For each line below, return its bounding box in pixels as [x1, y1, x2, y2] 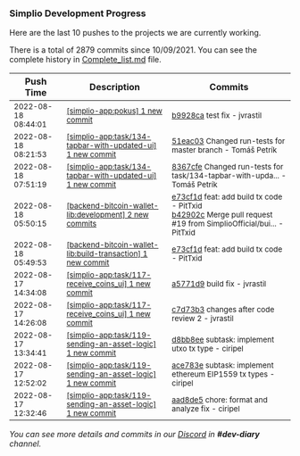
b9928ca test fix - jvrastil [171, 111, 262, 120]
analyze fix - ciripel [171, 404, 240, 414]
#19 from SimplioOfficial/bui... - [171, 219, 284, 229]
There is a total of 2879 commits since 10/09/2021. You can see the [9, 45, 257, 55]
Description [88, 81, 141, 94]
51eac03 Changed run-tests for [171, 137, 286, 146]
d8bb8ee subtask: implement [171, 335, 275, 345]
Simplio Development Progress [9, 7, 146, 20]
